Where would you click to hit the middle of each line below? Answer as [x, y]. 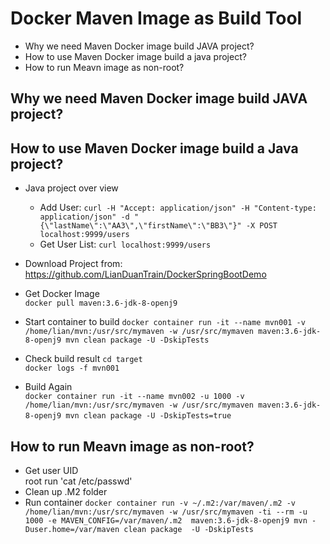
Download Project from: [73, 264]
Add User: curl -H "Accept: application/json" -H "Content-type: [178, 208]
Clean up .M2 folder [66, 491]
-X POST [261, 226]
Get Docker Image [62, 294]
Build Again [48, 387]
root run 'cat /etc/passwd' [78, 481]
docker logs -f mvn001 [72, 368]
